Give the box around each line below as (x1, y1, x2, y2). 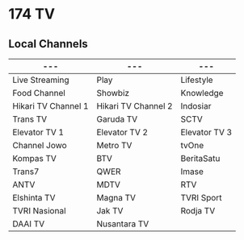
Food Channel (12, 88, 66, 98)
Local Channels (8, 37, 89, 51)
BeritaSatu (180, 153, 221, 163)
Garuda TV (96, 114, 138, 125)
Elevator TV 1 (12, 126, 65, 138)
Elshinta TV (12, 192, 56, 203)
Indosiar (180, 101, 212, 111)
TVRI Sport (180, 192, 222, 203)
